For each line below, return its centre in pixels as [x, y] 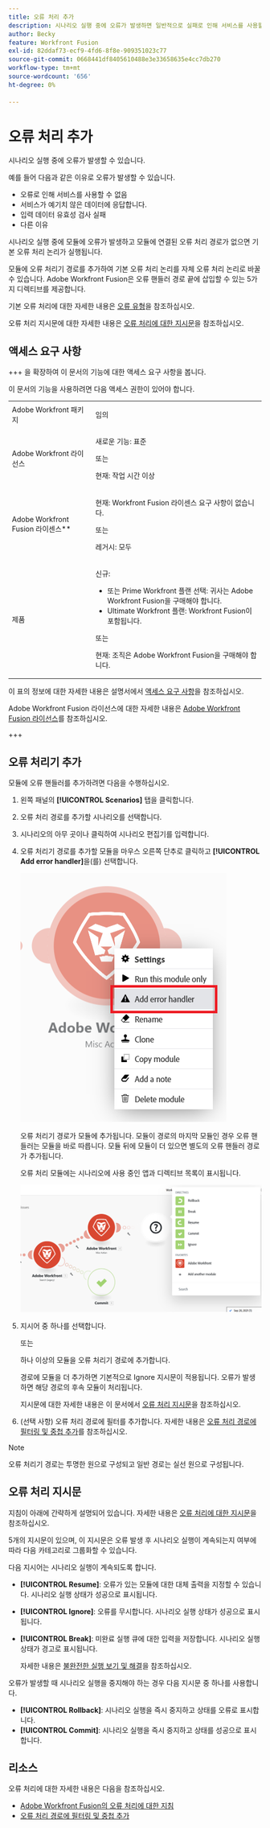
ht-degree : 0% [32, 84]
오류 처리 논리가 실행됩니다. [59, 252]
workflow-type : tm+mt [45, 68]
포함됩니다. [125, 620]
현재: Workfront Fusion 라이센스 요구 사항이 [164, 502]
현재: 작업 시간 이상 [125, 476]
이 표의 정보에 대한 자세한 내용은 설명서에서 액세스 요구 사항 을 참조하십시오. [126, 691]
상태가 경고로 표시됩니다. [59, 1649]
